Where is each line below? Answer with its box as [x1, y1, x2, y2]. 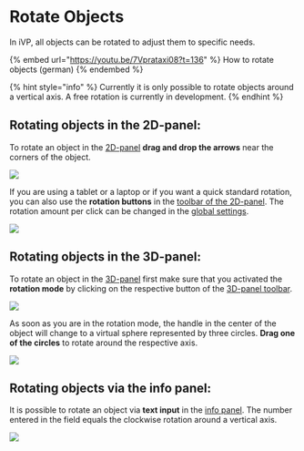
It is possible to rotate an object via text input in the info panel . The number [9, 405, 293, 415]
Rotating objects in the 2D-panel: [9, 118, 202, 133]
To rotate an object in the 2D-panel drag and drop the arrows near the [9, 141, 274, 152]
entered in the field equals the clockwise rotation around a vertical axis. [9, 415, 278, 425]
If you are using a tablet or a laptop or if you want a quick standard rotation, [9, 186, 293, 197]
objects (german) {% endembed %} [9, 64, 144, 75]
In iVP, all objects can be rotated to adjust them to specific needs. [9, 36, 256, 47]
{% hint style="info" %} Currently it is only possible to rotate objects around [9, 81, 294, 92]
